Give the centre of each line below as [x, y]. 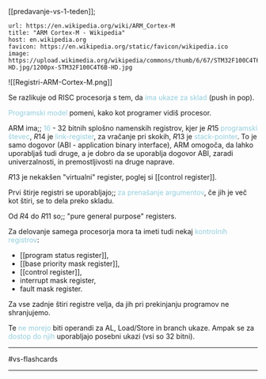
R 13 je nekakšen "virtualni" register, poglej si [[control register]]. [113, 177]
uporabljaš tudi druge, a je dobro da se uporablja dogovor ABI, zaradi [121, 153]
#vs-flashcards [33, 359]
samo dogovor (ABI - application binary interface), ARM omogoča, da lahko [131, 145]
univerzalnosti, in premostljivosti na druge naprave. [91, 162]
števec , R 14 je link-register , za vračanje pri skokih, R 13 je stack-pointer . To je [133, 136]
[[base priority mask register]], [70, 263]
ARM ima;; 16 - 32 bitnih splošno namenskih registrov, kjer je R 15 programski [133, 128]
